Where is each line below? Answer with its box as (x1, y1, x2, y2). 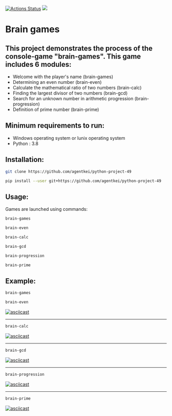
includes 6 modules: (5, 60, 72, 69)
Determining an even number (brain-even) (12, 79, 102, 85)
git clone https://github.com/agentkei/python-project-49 (5, 169, 132, 174)
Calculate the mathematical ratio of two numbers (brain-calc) (12, 85, 142, 91)
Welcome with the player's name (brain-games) (12, 74, 114, 80)
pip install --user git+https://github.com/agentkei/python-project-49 (5, 178, 161, 184)
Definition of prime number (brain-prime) (12, 106, 99, 113)
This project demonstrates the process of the (5, 44, 153, 52)
